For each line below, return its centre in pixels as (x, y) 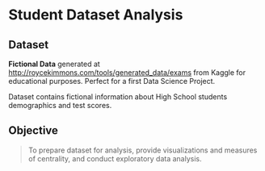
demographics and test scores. (60, 105)
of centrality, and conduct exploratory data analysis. (115, 158)
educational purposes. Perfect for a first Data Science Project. (112, 81)
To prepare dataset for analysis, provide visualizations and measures (143, 150)
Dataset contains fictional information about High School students (118, 97)
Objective (34, 131)
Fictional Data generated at (55, 64)
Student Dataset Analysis (96, 15)
